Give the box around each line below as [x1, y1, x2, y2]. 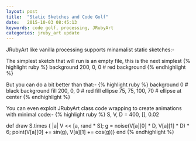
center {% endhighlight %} [6, 94, 71, 101]
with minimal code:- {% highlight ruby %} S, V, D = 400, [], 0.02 [6, 111, 160, 118]
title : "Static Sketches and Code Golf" [6, 14, 109, 20]
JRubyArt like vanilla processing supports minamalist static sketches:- [6, 46, 174, 53]
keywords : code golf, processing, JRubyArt [6, 24, 114, 31]
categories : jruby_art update [6, 30, 80, 36]
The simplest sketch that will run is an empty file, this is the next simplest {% [6, 58, 191, 65]
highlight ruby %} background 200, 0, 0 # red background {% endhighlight [6, 64, 186, 70]
